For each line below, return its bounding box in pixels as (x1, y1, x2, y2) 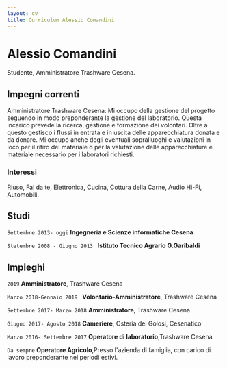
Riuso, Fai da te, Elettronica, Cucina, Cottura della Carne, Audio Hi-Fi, (7, 183, 202, 191)
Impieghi (7, 261, 46, 273)
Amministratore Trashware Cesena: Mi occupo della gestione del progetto (7, 107, 215, 115)
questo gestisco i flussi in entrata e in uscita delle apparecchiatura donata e (7, 128, 220, 137)
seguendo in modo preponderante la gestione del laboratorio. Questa (7, 114, 202, 122)
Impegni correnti (7, 88, 80, 100)
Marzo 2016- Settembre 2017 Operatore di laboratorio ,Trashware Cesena (7, 333, 213, 341)
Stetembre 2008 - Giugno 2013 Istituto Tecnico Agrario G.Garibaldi (7, 241, 200, 250)
